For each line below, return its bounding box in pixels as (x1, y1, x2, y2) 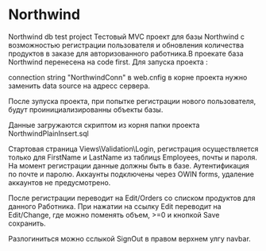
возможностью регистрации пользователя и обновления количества (8, 40, 245, 49)
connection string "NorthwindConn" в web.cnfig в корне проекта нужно (8, 72, 248, 82)
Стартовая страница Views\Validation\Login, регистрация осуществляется (8, 144, 259, 153)
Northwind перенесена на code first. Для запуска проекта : (8, 57, 208, 67)
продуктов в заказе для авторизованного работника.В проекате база (8, 48, 244, 58)
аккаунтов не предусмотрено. (8, 177, 111, 187)
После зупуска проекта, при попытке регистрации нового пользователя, (8, 96, 256, 106)
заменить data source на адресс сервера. (8, 81, 151, 91)
